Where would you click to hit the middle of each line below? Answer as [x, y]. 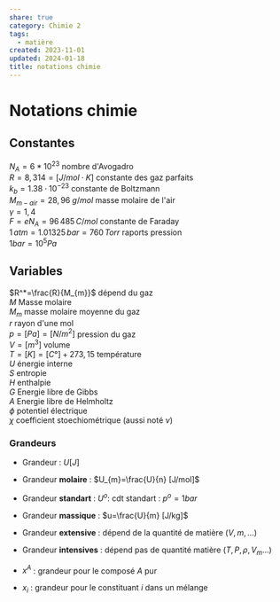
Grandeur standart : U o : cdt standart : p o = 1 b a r [109, 497]
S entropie [28, 372]
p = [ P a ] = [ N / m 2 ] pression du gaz [73, 333]
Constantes [42, 143]
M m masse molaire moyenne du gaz [75, 313]
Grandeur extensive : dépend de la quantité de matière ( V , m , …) [139, 532]
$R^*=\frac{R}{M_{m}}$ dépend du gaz [81, 293]
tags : [19, 34]
